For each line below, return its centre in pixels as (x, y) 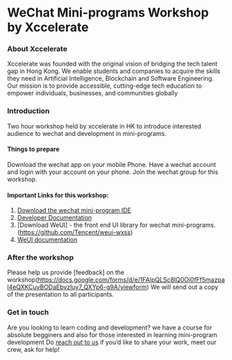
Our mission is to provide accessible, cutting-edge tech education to (105, 86)
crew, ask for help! (33, 349)
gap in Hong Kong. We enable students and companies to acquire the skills (114, 71)
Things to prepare (33, 149)
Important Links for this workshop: (58, 195)
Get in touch (28, 312)
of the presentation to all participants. (60, 294)
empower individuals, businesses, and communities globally (93, 93)
